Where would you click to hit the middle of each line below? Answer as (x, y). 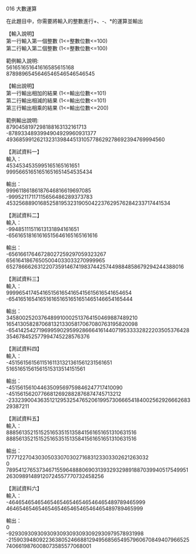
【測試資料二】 (24, 215)
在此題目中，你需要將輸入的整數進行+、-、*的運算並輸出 (75, 21)
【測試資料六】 (24, 488)
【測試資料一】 (24, 151)
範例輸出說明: (23, 120)
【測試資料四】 (24, 348)
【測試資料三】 (24, 279)
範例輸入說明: (23, 61)
